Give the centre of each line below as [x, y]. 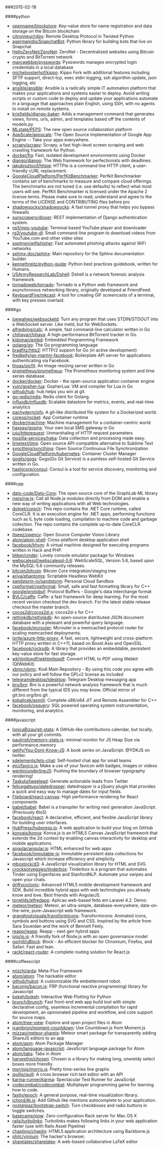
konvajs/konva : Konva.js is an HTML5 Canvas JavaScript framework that [85, 833]
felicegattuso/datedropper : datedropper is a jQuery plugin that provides [84, 786]
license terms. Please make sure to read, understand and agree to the [82, 197]
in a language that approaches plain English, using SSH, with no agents [83, 104]
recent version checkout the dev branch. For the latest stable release [81, 602]
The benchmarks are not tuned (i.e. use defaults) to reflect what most [82, 186]
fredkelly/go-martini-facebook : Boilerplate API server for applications [81, 355]
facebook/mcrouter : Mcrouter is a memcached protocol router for [78, 628]
